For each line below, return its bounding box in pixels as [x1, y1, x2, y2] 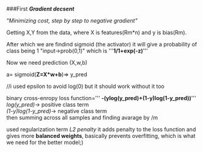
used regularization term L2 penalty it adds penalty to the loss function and [6, 126, 196, 133]
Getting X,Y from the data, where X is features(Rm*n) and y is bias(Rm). [6, 29, 187, 36]
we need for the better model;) [6, 139, 84, 146]
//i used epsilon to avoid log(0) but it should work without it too [6, 82, 165, 90]
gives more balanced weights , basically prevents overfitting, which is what [6, 132, 196, 139]
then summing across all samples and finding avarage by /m [6, 114, 158, 121]
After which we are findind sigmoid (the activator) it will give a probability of [6, 41, 197, 48]
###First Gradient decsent [6, 5, 75, 12]
